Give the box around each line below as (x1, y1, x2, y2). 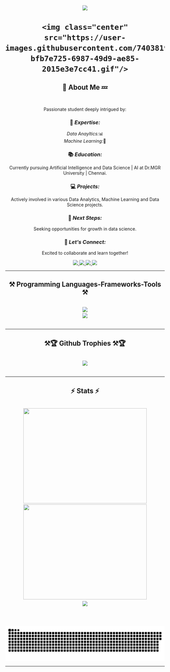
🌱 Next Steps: (68, 214, 102, 221)
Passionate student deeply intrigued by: (44, 106, 126, 112)
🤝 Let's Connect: (64, 239, 106, 246)
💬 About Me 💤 (62, 83, 108, 91)
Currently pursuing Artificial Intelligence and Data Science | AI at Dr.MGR (9, 164, 161, 171)
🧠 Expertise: (70, 119, 100, 126)
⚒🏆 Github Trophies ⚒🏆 (44, 339, 126, 348)
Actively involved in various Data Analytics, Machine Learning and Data (11, 196, 159, 202)
